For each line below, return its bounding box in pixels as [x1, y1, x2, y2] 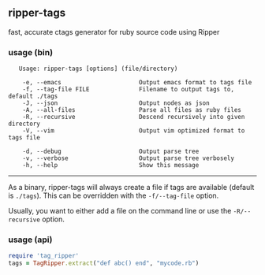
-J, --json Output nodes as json [22, 99, 211, 107]
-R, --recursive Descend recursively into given [22, 113, 245, 121]
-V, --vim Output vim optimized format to [22, 127, 245, 135]
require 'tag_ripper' [8, 252, 80, 260]
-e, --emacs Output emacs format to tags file [22, 79, 252, 87]
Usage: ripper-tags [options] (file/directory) [18, 65, 178, 73]
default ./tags [8, 92, 58, 101]
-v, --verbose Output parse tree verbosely [22, 154, 235, 162]
